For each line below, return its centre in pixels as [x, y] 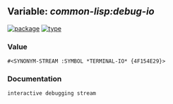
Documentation [35, 79]
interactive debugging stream [52, 93]
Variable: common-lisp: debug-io [81, 12]
